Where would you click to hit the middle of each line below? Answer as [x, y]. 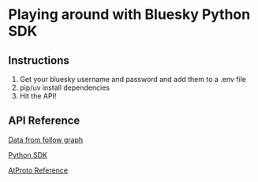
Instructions [39, 60]
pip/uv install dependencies [65, 87]
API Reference [44, 121]
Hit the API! [38, 96]
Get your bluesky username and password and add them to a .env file [133, 79]
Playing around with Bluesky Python [129, 15]
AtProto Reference [38, 170]
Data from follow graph [46, 139]
